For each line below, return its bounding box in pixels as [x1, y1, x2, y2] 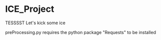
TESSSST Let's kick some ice [5, 20, 66, 26]
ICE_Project [5, 3, 54, 15]
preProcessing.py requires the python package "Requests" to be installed [5, 29, 156, 35]
